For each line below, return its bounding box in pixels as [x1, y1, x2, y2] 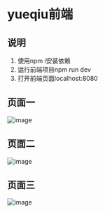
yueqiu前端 [7, 6, 73, 22]
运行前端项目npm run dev [17, 65, 91, 74]
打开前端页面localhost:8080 [17, 75, 98, 82]
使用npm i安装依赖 [17, 57, 71, 65]
